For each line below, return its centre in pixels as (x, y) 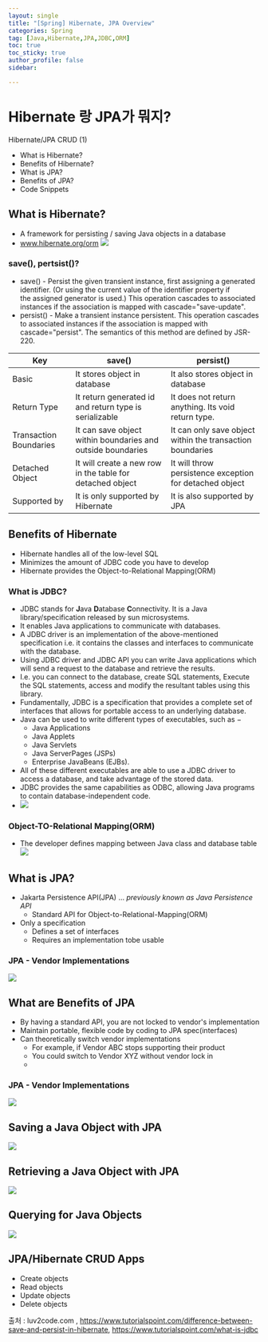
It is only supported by (117, 495)
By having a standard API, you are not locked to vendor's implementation (140, 1022)
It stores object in (108, 374)
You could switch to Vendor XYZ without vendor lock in (122, 1056)
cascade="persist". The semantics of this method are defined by (126, 332)
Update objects (45, 1295)
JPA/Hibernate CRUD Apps (77, 1259)
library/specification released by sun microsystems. (104, 617)
